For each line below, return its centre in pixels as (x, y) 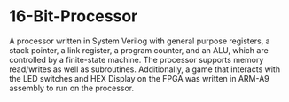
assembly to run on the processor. (72, 88)
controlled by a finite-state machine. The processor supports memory (137, 59)
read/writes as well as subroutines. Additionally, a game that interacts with (145, 69)
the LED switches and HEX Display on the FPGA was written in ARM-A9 (140, 78)
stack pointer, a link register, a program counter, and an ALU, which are (139, 50)
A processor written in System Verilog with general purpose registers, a (140, 41)
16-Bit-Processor (74, 16)
